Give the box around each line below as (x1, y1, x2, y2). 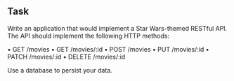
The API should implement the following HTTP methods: (7, 31, 170, 40)
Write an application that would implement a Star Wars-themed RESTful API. (7, 24, 228, 32)
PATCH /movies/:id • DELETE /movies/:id (7, 52, 126, 61)
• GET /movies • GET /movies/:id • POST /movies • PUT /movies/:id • (7, 45, 209, 53)
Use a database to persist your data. (7, 66, 112, 74)
